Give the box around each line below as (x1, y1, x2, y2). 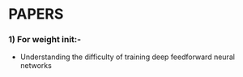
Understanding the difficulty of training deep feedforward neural (19, 52, 235, 62)
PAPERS (8, 5, 64, 24)
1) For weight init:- (8, 34, 82, 45)
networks (19, 61, 53, 71)
